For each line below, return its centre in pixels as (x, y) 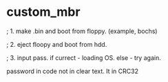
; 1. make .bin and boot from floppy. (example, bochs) (82, 31)
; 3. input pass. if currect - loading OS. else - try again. (84, 58)
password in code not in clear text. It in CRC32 (73, 71)
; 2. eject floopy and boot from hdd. (57, 44)
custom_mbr (43, 12)
